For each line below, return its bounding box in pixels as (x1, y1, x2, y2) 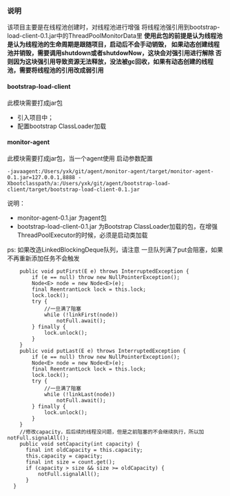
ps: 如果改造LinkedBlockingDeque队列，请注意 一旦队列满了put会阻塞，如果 (7, 245, 224, 254)
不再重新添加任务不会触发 (7, 254, 80, 262)
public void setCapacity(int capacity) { (19, 440, 140, 447)
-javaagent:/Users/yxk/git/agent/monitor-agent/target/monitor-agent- (7, 167, 214, 175)
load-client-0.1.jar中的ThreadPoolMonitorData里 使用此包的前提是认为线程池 (7, 32, 222, 40)
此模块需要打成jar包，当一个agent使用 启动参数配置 (7, 154, 153, 163)
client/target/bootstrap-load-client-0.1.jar (7, 186, 140, 193)
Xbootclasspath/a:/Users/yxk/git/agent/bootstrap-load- (7, 180, 171, 187)
